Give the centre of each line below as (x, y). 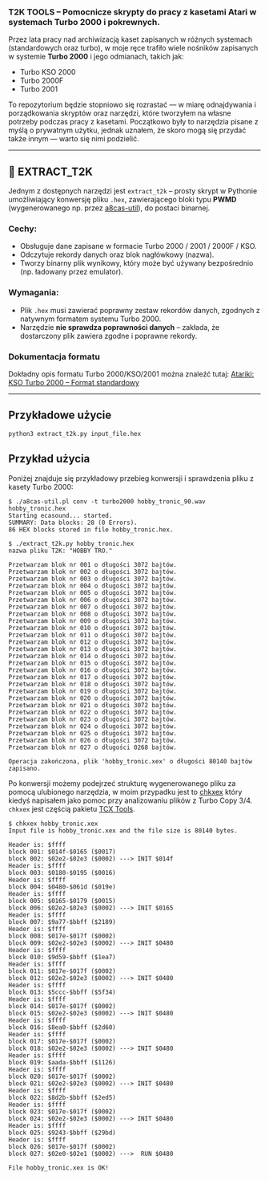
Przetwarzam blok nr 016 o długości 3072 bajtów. (93, 670)
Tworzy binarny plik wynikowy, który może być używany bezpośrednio (137, 263)
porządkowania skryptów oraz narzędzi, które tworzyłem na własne (120, 113)
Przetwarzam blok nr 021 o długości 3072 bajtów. (93, 705)
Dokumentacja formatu (54, 356)
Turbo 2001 (39, 89)
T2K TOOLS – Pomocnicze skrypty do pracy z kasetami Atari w (132, 12)
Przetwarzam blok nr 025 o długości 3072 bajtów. (93, 733)
